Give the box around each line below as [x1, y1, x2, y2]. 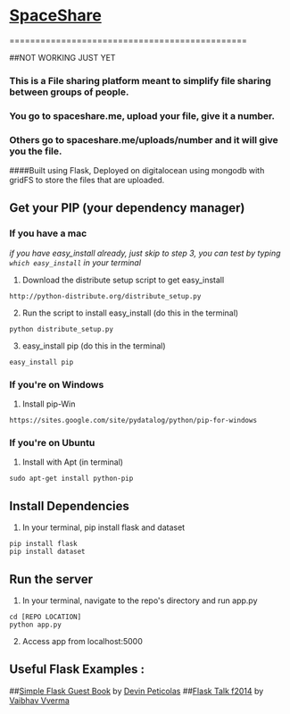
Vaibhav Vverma [9, 694, 70, 706]
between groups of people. [9, 86, 129, 98]
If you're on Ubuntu [9, 436, 95, 449]
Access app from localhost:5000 [21, 635, 143, 646]
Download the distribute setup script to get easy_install [21, 274, 225, 285]
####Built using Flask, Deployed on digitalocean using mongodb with [9, 165, 265, 176]
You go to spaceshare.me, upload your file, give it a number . [9, 109, 275, 122]
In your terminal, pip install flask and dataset [21, 522, 186, 533]
